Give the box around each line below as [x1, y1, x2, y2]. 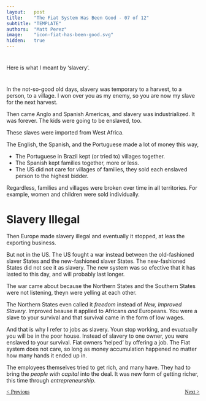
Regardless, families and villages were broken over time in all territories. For [6, 184, 197, 192]
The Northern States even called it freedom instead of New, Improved [6, 301, 182, 308]
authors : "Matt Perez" [6, 26, 67, 33]
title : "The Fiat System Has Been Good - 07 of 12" [6, 15, 150, 21]
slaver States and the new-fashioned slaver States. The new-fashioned [6, 257, 186, 265]
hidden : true [6, 37, 45, 44]
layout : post [6, 9, 45, 15]
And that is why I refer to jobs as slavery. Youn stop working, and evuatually [6, 326, 198, 333]
